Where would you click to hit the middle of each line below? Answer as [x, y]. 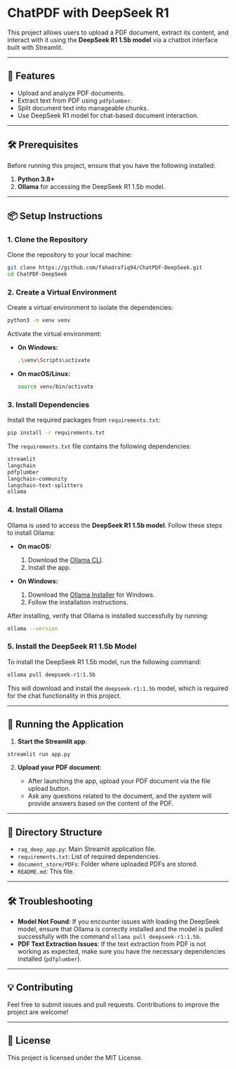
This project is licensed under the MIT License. [75, 1057]
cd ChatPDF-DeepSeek [38, 274]
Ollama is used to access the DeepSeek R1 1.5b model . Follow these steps [115, 525]
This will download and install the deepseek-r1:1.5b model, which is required [118, 688]
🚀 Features [31, 76]
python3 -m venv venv [39, 320]
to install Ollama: [31, 533]
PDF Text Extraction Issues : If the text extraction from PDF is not [112, 944]
